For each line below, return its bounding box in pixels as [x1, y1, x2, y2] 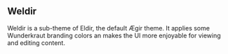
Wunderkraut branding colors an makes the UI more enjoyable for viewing [7, 31, 221, 39]
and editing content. [7, 38, 65, 47]
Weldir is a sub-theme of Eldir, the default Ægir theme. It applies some [7, 24, 210, 32]
